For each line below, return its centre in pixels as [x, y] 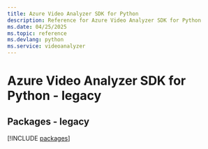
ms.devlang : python [36, 40]
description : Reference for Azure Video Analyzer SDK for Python [104, 20]
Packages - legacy [48, 121]
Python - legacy [54, 96]
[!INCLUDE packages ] [39, 138]
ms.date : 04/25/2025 [37, 27]
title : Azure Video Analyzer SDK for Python [73, 14]
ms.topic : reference [37, 33]
